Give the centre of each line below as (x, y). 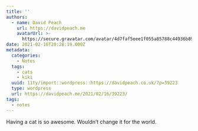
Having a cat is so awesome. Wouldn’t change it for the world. (81, 122)
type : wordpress (31, 89)
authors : (17, 17)
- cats (25, 72)
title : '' (18, 12)
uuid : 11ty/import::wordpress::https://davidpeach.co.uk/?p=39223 (95, 83)
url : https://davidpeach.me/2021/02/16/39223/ (70, 94)
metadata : (18, 50)
